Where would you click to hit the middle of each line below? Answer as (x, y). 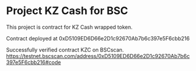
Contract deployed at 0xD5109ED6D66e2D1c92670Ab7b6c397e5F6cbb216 (98, 38)
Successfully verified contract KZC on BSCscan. (65, 50)
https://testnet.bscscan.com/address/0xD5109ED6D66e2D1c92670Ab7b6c (98, 56)
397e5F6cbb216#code (33, 62)
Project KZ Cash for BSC (67, 11)
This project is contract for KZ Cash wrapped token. (70, 27)
